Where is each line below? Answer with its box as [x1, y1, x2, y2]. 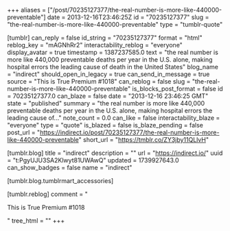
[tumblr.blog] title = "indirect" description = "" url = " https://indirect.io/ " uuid [7, 149, 223, 157]
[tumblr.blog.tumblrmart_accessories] [7, 177, 114, 184]
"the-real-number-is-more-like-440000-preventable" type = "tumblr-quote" [7, 21, 223, 28]
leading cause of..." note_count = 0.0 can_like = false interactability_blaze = [7, 114, 220, 122]
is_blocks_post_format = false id [132, 85, 223, 93]
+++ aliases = [7, 6, 47, 14]
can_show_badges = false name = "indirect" [7, 164, 133, 171]
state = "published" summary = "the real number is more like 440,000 [7, 99, 205, 107]
